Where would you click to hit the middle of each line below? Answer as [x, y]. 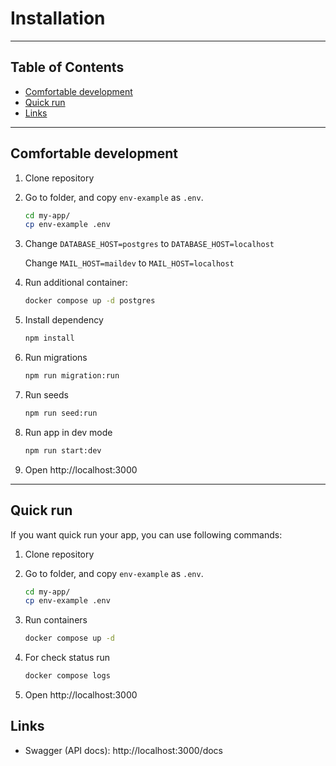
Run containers [56, 620]
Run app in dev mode [68, 432]
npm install [49, 338]
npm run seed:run [61, 413]
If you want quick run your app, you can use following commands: [146, 534]
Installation [58, 18]
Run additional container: [76, 283]
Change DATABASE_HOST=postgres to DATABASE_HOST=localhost [149, 244]
